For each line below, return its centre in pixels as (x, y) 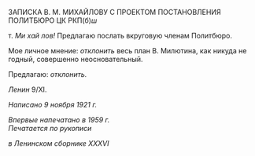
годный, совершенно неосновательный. (76, 59)
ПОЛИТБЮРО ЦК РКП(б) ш (53, 20)
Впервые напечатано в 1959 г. (59, 120)
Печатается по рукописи (50, 128)
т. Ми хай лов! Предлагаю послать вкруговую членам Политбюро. (120, 36)
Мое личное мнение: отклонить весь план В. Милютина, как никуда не (128, 51)
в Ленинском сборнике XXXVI (59, 143)
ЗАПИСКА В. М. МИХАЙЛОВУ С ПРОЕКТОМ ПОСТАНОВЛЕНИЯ (115, 12)
